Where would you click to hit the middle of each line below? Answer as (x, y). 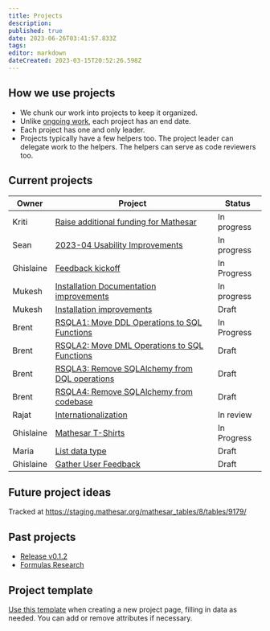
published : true (35, 31)
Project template (51, 590)
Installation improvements (104, 309)
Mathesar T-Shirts (90, 432)
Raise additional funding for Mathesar (126, 222)
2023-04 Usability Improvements (119, 244)
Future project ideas (59, 492)
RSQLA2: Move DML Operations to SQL (129, 345)
